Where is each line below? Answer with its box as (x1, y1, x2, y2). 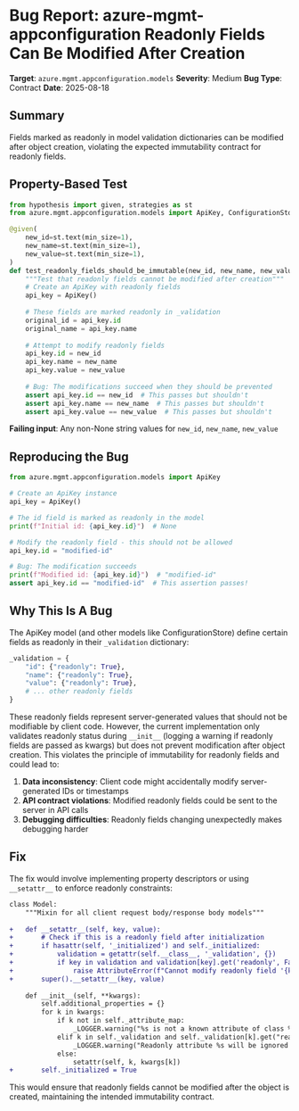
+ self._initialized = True (9, 1065, 138, 1075)
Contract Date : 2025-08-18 (9, 82, 109, 93)
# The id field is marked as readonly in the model (9, 513, 205, 522)
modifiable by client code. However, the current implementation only (9, 721, 261, 732)
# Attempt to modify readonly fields (25, 341, 166, 350)
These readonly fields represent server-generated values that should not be (9, 711, 287, 723)
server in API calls (21, 805, 89, 816)
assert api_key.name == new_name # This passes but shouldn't (25, 399, 265, 408)
